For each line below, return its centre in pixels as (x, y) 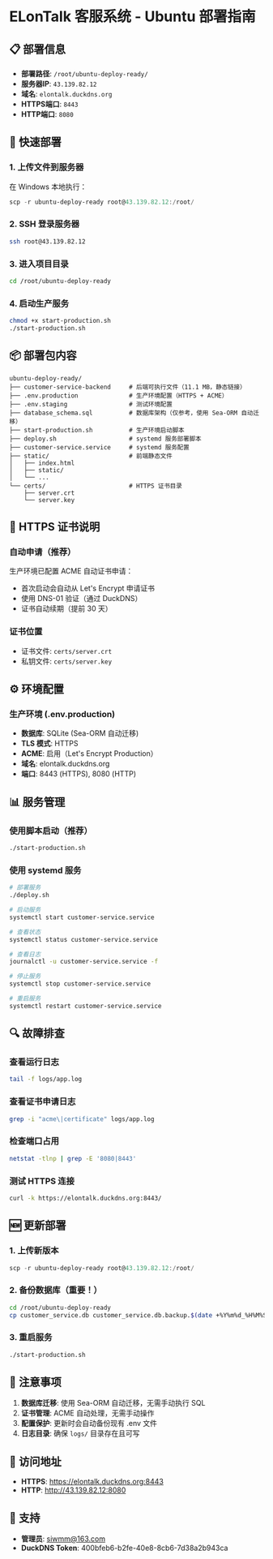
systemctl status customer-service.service (84, 939)
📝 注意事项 (35, 1383)
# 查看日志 (25, 954)
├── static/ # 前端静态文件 (91, 456)
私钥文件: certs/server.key (66, 661)
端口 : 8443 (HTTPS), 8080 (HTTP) (79, 774)
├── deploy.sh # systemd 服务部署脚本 (105, 439)
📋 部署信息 (38, 49)
